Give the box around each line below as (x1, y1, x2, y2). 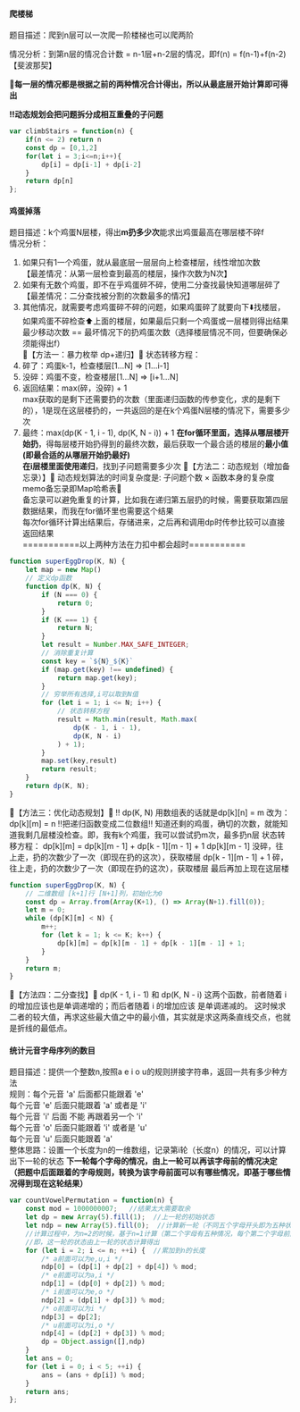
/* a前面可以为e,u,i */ (41, 1254, 123, 1264)
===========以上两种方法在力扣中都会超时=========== (21, 539, 246, 550)
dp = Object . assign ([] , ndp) (41, 1337, 146, 1347)
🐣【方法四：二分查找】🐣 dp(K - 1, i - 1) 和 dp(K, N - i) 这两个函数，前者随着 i (9, 989, 287, 1000)
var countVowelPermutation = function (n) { (9, 1196, 174, 1206)
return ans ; (25, 1387, 70, 1396)
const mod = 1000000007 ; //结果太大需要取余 (25, 1205, 191, 1214)
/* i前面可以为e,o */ (41, 1288, 115, 1297)
